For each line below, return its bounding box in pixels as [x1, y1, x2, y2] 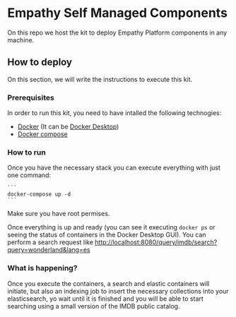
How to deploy [7, 56, 73, 68]
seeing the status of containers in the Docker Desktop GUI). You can [7, 231, 206, 239]
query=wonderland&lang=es [7, 246, 90, 254]
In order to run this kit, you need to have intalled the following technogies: [7, 109, 222, 117]
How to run [7, 147, 46, 157]
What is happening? [7, 263, 78, 273]
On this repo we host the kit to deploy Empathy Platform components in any [7, 28, 228, 37]
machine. [7, 35, 35, 44]
